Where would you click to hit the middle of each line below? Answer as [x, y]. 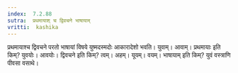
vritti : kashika [33, 27]
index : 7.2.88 [30, 14]
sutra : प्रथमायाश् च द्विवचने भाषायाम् [49, 21]
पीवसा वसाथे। [23, 63]
